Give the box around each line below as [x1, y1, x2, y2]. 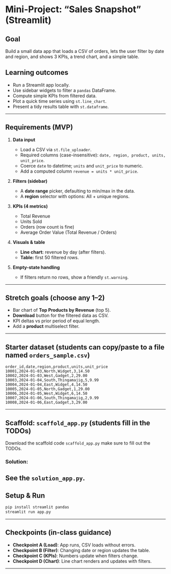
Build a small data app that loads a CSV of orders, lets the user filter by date [5, 48, 164, 54]
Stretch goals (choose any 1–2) [5, 294, 105, 303]
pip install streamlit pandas [5, 505, 70, 510]
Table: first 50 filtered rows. [20, 254, 79, 260]
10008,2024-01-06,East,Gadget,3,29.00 [5, 400, 88, 405]
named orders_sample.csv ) [5, 350, 90, 360]
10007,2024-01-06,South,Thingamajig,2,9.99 [5, 396, 99, 401]
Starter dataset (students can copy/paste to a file [5, 343, 164, 351]
